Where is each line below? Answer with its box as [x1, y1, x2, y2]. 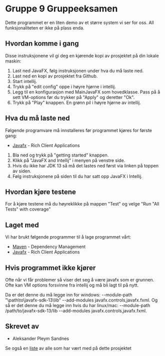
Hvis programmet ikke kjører [5, 263, 96, 272]
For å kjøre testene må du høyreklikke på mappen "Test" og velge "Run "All [5, 201, 159, 207]
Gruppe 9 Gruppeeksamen [5, 3, 118, 14]
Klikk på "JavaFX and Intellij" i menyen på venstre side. [12, 157, 125, 163]
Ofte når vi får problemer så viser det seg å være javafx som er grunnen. [5, 277, 154, 282]
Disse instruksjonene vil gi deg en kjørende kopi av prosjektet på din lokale [5, 52, 159, 58]
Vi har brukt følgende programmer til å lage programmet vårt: [5, 234, 131, 240]
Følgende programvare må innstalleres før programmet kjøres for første [5, 127, 152, 133]
